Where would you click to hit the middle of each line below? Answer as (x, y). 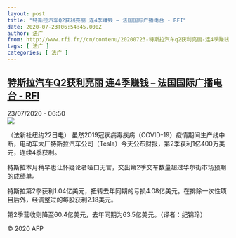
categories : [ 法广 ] (38, 53)
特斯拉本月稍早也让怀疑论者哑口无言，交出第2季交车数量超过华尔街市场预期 (117, 167)
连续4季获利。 (40, 152)
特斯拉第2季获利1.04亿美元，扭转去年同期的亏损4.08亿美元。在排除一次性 (114, 190)
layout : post (26, 14)
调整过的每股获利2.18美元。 (77, 199)
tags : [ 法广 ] (28, 46)
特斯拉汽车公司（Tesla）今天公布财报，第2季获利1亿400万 (135, 143)
